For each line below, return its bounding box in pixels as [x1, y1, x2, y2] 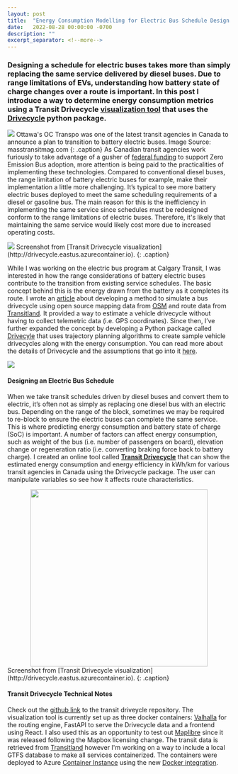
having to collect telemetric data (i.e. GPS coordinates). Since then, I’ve [7, 317, 215, 325]
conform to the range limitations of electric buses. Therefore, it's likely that [7, 213, 225, 222]
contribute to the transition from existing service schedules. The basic [7, 279, 212, 288]
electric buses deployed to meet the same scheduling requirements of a [7, 191, 217, 199]
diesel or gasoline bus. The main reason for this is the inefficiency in [7, 198, 207, 206]
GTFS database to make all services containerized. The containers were [7, 751, 217, 759]
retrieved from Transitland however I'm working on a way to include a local [7, 743, 225, 751]
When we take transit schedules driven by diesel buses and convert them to [7, 392, 229, 400]
